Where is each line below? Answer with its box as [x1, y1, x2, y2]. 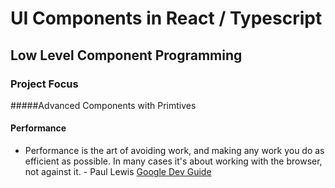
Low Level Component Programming [10, 47, 243, 64]
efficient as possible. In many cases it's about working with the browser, [24, 155, 323, 167]
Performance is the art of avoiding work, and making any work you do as [24, 145, 325, 157]
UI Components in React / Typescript [10, 7, 323, 30]
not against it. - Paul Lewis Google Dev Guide [24, 166, 212, 178]
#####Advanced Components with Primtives [10, 99, 197, 111]
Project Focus [10, 77, 79, 91]
